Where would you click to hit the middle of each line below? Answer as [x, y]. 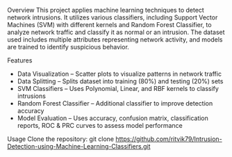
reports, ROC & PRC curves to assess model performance [100, 125]
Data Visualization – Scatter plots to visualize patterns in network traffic [119, 74]
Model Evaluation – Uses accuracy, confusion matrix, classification [113, 118]
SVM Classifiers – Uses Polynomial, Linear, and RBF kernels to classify [118, 89]
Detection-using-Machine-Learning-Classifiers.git [79, 146]
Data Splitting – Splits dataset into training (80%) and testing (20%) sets [120, 81]
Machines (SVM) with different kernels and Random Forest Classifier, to [109, 25]
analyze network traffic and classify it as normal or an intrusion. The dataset [116, 32]
